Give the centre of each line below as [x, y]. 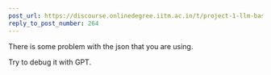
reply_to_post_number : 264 [54, 23]
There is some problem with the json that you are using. [101, 46]
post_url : [25, 16]
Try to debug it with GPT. [50, 62]
